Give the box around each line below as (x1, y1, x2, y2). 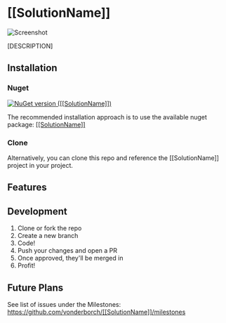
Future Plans (7, 282, 64, 294)
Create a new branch (17, 232, 79, 240)
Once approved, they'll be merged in (17, 254, 124, 263)
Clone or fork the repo (17, 224, 82, 232)
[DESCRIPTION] (7, 41, 53, 50)
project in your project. (7, 161, 74, 169)
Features (7, 181, 47, 194)
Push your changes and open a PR (17, 246, 118, 255)
